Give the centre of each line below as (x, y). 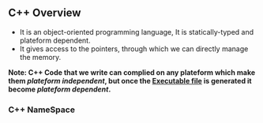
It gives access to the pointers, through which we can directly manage (134, 48)
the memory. (40, 57)
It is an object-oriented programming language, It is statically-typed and (137, 32)
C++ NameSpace (41, 110)
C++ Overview (45, 13)
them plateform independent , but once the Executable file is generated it (130, 80)
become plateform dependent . (60, 89)
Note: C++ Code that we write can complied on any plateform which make (132, 72)
